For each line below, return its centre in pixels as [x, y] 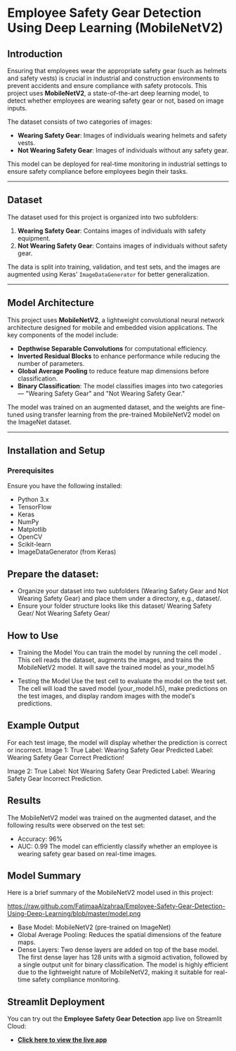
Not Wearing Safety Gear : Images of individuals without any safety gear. [123, 150]
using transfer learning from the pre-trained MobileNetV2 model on [123, 414]
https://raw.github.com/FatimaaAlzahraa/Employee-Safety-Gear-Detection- [117, 906]
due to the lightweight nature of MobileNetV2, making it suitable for [115, 972]
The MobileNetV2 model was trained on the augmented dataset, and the [112, 817]
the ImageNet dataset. [39, 422]
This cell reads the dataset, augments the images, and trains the [110, 660]
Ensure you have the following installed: [65, 486]
